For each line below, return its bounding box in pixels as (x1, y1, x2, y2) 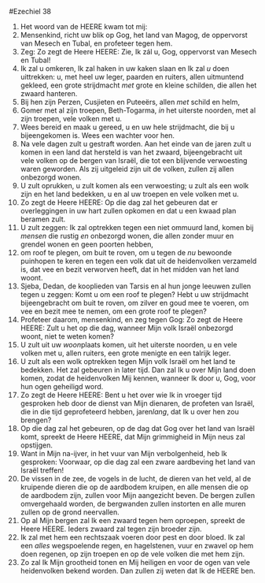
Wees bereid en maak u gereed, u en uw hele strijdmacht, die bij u (20, 122, 235, 132)
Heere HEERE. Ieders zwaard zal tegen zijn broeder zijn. (20, 524, 203, 533)
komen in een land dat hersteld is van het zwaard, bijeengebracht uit (20, 147, 243, 157)
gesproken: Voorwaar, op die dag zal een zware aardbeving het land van (20, 457, 256, 466)
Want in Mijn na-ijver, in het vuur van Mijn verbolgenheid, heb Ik (20, 449, 227, 458)
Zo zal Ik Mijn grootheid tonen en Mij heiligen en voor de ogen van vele (20, 558, 251, 566)
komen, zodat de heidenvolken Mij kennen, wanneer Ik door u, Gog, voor (20, 373, 256, 383)
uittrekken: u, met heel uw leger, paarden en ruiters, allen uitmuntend (20, 72, 245, 81)
